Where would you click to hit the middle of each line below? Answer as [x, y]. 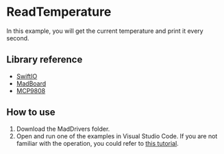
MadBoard [31, 84]
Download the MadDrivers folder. [63, 129]
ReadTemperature [59, 12]
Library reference [45, 60]
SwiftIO [27, 76]
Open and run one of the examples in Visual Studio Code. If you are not [117, 136]
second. [18, 38]
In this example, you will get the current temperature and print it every [105, 31]
